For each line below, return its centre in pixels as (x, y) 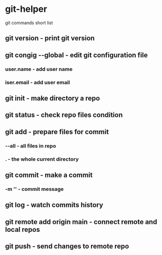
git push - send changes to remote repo (67, 246)
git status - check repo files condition (64, 115)
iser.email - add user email (38, 82)
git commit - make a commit (49, 175)
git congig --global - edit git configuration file (77, 55)
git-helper (26, 9)
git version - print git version (50, 38)
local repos (23, 230)
